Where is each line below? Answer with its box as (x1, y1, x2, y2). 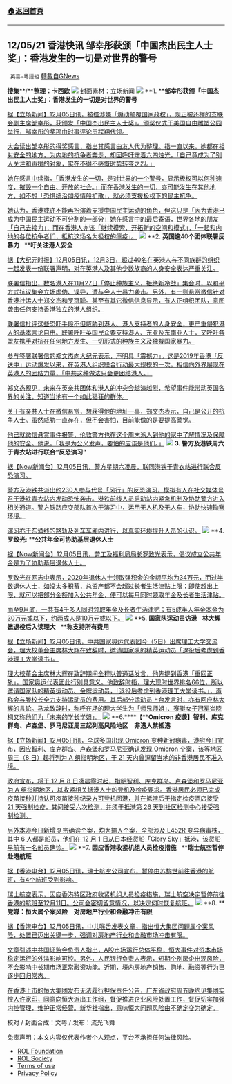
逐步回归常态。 (7, 972, 50, 980)
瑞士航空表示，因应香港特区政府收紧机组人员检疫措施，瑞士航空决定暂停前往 (7, 890, 225, 898)
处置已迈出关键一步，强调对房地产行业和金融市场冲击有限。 (19, 931, 188, 939)
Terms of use (17, 1062, 55, 1070)
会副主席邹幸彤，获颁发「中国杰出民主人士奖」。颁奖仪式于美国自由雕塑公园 (7, 119, 222, 127)
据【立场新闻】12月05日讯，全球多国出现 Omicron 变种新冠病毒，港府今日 (7, 736, 218, 745)
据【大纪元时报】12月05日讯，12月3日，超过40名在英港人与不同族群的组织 (7, 256, 220, 264)
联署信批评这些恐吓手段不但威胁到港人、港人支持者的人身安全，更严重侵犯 (7, 320, 219, 328)
